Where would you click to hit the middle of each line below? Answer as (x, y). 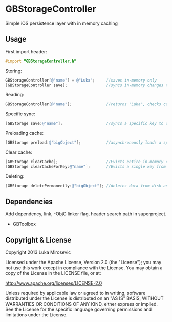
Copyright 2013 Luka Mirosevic (38, 252)
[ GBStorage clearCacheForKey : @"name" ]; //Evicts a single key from (86, 166)
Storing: (14, 71)
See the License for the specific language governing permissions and (79, 309)
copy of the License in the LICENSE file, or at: (53, 273)
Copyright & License (38, 240)
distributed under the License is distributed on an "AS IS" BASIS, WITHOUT (84, 298)
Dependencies (29, 202)
